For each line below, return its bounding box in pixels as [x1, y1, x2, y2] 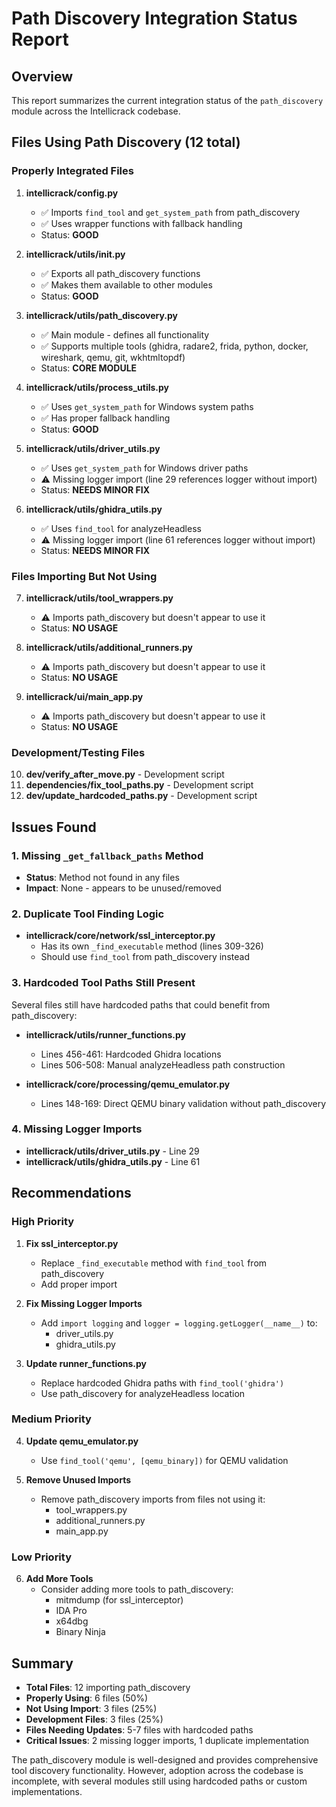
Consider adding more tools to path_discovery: [40, 1583, 234, 1596]
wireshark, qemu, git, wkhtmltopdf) [40, 351, 186, 363]
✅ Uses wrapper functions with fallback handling [40, 217, 243, 229]
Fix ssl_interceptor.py [25, 1237, 119, 1249]
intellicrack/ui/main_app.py [25, 690, 144, 702]
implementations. [11, 1785, 83, 1797]
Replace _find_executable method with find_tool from [40, 1257, 268, 1269]
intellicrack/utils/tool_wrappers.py [25, 592, 174, 604]
